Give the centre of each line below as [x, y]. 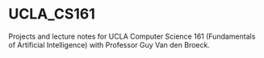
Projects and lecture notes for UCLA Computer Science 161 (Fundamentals [132, 36]
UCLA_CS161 [52, 14]
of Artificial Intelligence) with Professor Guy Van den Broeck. [109, 44]
